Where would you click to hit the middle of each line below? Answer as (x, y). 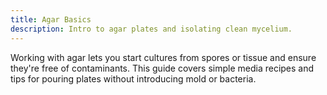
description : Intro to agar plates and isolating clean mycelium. (151, 29)
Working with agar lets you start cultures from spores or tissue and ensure (163, 57)
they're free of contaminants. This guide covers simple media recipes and (162, 68)
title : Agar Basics (51, 19)
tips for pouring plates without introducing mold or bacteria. (133, 78)
